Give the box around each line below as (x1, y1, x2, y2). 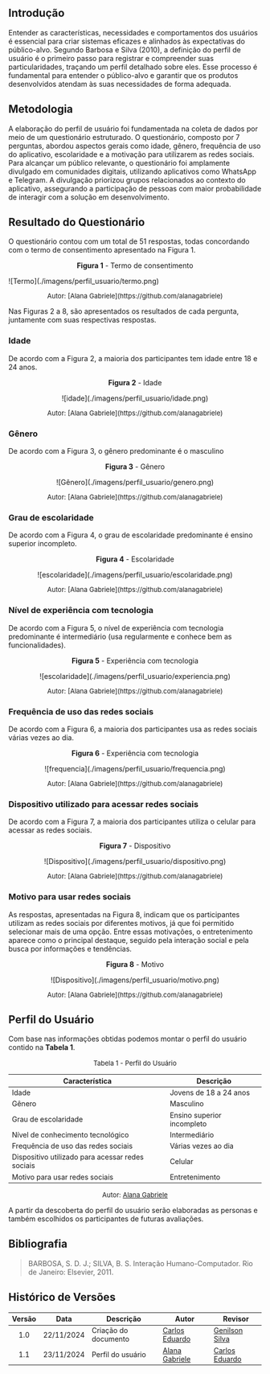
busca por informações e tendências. (8, 944, 133, 953)
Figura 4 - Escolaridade (96, 554, 174, 564)
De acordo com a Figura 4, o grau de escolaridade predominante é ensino (8, 530, 253, 540)
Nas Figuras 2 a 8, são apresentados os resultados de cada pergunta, (8, 306, 239, 316)
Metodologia (8, 102, 74, 116)
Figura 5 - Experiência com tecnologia (71, 656, 199, 665)
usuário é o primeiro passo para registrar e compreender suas (8, 53, 215, 63)
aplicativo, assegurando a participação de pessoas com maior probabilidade (8, 183, 262, 193)
